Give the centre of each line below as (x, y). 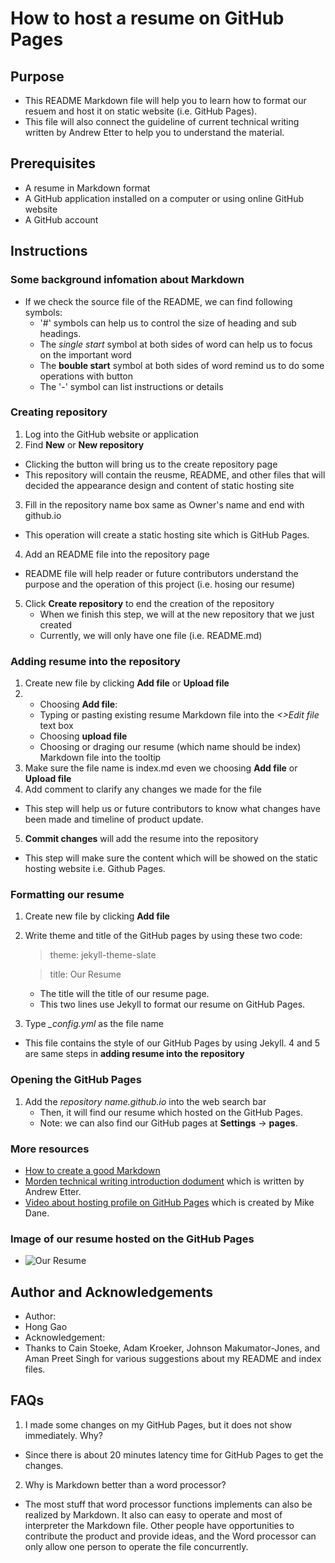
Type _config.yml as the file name (94, 1024)
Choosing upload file (83, 736)
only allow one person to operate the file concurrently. (136, 1546)
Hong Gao (46, 1327)
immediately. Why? (63, 1435)
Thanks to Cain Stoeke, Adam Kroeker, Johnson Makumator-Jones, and (172, 1348)
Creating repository (59, 412)
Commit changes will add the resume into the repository (141, 839)
